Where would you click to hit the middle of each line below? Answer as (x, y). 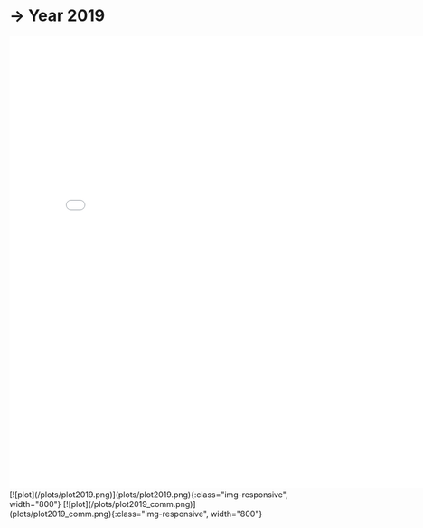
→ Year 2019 (57, 16)
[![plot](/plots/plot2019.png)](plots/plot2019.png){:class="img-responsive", (149, 495)
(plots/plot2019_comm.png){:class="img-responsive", (109, 514)
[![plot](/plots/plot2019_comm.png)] (129, 504)
